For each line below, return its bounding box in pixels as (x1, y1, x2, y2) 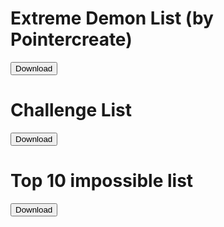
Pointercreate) (10, 28, 133, 51)
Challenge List (10, 99, 133, 122)
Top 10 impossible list (10, 170, 194, 192)
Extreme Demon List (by (10, 7, 214, 30)
